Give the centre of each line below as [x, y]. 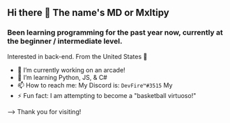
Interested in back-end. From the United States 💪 [77, 56]
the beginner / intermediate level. [65, 41]
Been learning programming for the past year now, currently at [115, 33]
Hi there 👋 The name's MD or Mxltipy [88, 13]
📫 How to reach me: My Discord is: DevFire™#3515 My [95, 85]
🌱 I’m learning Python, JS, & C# [62, 77]
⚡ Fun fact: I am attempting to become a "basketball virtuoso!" [107, 95]
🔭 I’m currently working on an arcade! [71, 69]
